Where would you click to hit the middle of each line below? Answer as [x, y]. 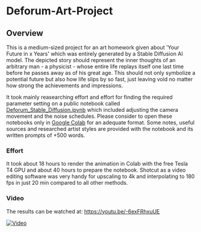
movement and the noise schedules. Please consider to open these [89, 116]
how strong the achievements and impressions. [64, 86]
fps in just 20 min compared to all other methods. [67, 183]
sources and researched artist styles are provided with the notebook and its [100, 129]
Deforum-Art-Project [59, 11]
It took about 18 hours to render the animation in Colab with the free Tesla [97, 164]
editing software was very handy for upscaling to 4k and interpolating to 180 [100, 176]
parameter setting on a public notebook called [63, 103]
